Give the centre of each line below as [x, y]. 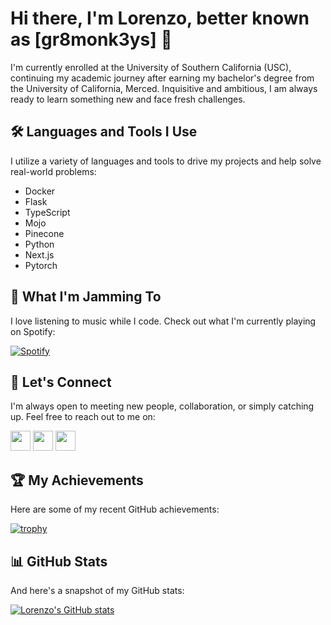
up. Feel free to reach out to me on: [83, 417]
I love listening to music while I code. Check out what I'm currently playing [163, 321]
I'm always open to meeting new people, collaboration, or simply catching [162, 406]
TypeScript [47, 212]
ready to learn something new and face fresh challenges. [128, 99]
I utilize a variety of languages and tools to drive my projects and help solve [166, 161]
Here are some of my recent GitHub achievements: [115, 509]
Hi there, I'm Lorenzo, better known [160, 18]
